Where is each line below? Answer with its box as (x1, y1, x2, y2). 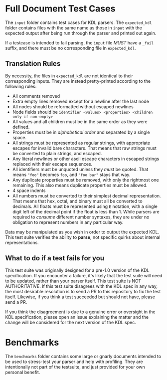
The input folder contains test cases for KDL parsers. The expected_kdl (5, 19, 152, 25)
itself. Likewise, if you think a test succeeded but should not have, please (5, 294, 156, 300)
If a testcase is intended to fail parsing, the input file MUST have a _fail (5, 39, 154, 45)
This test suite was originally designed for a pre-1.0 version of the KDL (5, 267, 150, 273)
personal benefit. (5, 369, 40, 375)
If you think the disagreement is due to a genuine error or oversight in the (5, 309, 156, 315)
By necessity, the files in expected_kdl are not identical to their (5, 73, 134, 79)
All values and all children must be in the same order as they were (12, 118, 148, 125)
